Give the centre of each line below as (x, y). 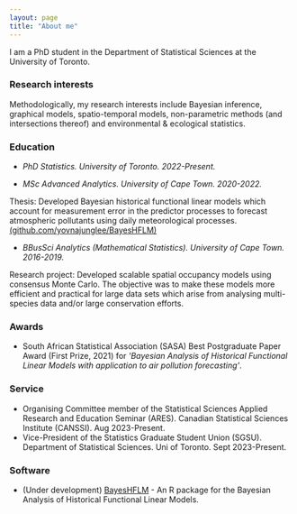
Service (27, 389)
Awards (27, 327)
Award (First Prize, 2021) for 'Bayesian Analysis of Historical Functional (155, 356)
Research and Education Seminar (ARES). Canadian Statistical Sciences (155, 418)
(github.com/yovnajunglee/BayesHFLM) (83, 230)
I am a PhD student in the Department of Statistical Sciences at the (133, 51)
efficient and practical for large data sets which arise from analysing (136, 294)
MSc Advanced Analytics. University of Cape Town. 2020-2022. (142, 184)
